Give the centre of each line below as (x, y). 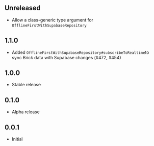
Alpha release (26, 112)
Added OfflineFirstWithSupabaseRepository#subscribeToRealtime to (80, 52)
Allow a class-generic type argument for (52, 20)
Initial (17, 139)
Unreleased (23, 8)
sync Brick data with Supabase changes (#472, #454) (66, 57)
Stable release (26, 85)
